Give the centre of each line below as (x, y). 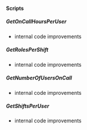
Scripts (15, 8)
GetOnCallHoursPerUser (36, 22)
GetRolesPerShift (27, 50)
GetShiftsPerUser (28, 106)
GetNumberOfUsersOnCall (39, 78)
